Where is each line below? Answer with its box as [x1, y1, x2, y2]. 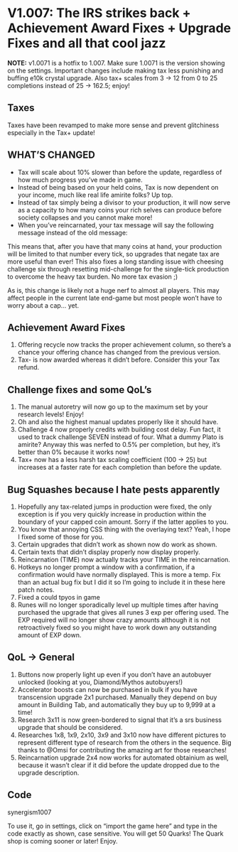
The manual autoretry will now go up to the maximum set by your [17, 403, 208, 411]
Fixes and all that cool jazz [7, 36, 166, 51]
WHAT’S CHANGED [7, 149, 96, 161]
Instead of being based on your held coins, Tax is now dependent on [17, 183, 219, 191]
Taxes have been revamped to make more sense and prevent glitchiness [7, 121, 220, 129]
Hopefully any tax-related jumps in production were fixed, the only [17, 502, 212, 511]
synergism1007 [7, 808, 52, 816]
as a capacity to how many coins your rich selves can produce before [17, 205, 222, 214]
